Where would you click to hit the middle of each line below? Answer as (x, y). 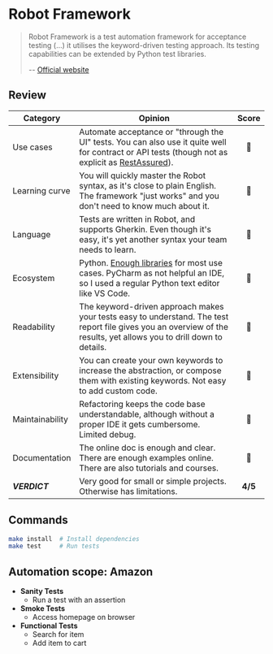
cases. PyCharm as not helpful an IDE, (152, 273)
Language (32, 234)
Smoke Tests (43, 609)
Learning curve (41, 190)
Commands (39, 520)
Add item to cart (59, 643)
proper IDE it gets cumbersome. (140, 424)
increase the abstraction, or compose (150, 370)
